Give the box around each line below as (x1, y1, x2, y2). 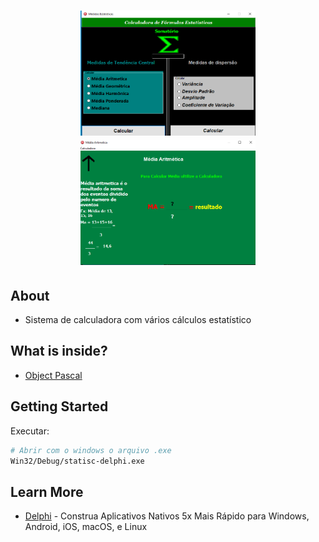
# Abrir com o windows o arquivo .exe (10, 445, 172, 455)
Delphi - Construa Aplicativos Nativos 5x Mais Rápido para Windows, (24, 510, 310, 522)
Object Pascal (24, 369, 83, 381)
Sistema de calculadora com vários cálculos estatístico (24, 314, 252, 325)
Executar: (10, 425, 50, 437)
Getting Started (10, 398, 109, 415)
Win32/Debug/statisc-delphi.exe (10, 456, 145, 466)
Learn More (10, 483, 84, 500)
